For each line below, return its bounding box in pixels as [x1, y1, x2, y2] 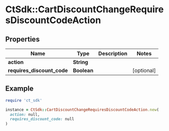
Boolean [73, 67, 94, 74]
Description [98, 50, 128, 57]
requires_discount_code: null [10, 117, 74, 122]
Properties [5, 35, 40, 43]
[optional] [132, 67, 156, 74]
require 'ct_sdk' [5, 98, 43, 103]
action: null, [10, 112, 40, 117]
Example [5, 84, 34, 93]
